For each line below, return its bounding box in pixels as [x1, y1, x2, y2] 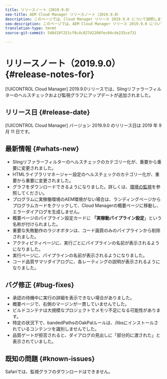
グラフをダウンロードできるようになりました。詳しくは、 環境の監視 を [12, 184, 157, 189]
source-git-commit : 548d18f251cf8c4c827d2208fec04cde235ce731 [5, 30, 137, 35]
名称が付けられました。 [12, 221, 61, 227]
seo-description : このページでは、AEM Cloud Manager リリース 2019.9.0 [5, 21, 148, 26]
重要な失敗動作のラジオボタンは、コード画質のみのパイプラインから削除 [12, 227, 161, 233]
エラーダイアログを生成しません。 [12, 208, 83, 214]
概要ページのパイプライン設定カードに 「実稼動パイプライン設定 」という [12, 215, 162, 221]
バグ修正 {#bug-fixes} [5, 280, 75, 289]
